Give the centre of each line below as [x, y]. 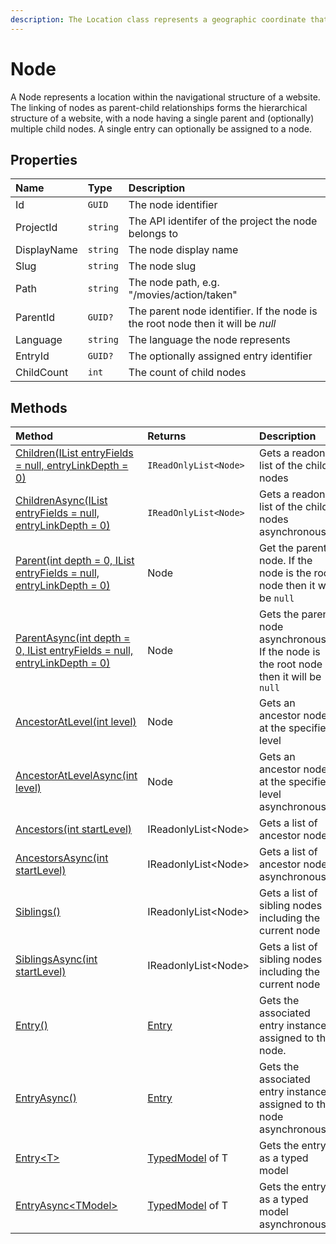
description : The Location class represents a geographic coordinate [158, 19]
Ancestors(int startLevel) [74, 829]
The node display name [183, 250]
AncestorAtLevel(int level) [76, 722]
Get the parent [293, 548]
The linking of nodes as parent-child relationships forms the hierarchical [159, 107]
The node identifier [173, 205]
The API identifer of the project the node [223, 221]
